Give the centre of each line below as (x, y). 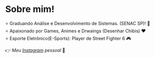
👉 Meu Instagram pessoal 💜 (35, 50)
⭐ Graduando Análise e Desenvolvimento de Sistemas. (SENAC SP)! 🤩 (78, 23)
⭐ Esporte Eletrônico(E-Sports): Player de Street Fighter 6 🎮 (68, 38)
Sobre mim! (30, 9)
